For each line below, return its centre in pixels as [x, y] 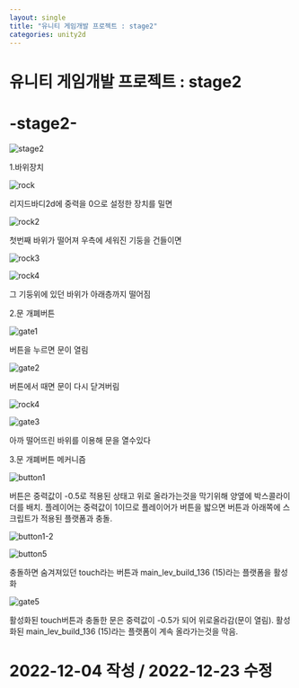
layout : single [38, 18]
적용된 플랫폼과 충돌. [76, 518]
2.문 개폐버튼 [32, 313]
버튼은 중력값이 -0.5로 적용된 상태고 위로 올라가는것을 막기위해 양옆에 [131, 496]
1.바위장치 [27, 166]
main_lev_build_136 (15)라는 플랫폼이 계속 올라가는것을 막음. [132, 631]
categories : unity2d [48, 34]
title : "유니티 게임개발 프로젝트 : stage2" [84, 26]
